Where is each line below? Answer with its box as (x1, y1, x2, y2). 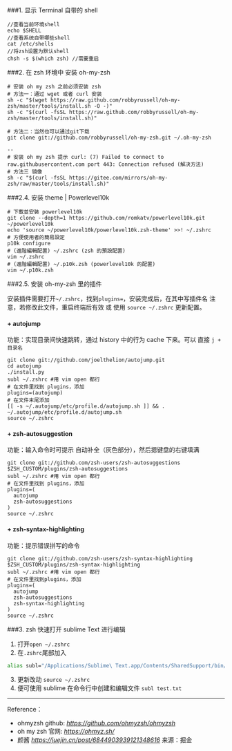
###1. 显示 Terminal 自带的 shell (7, 6, 98, 14)
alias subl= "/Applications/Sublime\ (7, 662, 113, 669)
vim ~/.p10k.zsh (7, 267, 54, 274)
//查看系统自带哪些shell (7, 35, 70, 41)
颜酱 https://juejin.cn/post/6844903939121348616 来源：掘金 (17, 736, 193, 744)
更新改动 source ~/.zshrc (17, 676, 90, 684)
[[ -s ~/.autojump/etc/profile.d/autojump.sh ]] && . (7, 403, 166, 410)
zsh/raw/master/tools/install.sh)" (7, 180, 110, 187)
